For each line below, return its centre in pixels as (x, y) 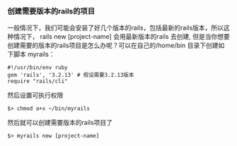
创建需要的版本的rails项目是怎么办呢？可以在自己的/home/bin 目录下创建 (113, 45)
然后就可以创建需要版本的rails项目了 (60, 123)
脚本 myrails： (34, 54)
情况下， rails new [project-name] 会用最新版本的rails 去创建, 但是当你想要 (121, 37)
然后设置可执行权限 (35, 95)
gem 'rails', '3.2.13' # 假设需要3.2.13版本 (71, 75)
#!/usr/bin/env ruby (38, 68)
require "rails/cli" (38, 81)
